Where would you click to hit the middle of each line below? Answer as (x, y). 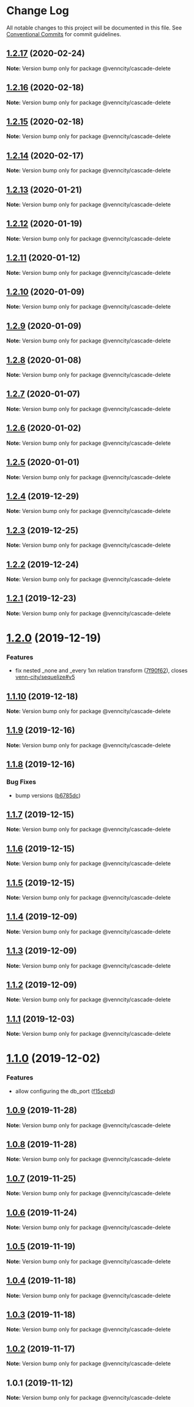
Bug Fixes (21, 782)
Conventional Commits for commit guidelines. (64, 34)
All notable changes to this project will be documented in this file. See (94, 28)
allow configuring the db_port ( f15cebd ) (65, 1091)
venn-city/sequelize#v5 (45, 677)
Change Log (38, 11)
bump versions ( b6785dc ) (48, 795)
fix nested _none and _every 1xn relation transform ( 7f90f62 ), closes (101, 671)
